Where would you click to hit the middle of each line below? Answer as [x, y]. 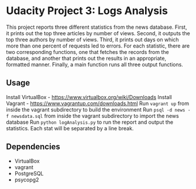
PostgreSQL [29, 173]
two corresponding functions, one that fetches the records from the [87, 52]
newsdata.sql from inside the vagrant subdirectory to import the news [95, 116]
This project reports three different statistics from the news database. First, [97, 27]
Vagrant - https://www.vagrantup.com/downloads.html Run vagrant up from [98, 103]
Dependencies [33, 147]
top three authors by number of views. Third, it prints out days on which [93, 39]
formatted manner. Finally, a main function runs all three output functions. [94, 64]
